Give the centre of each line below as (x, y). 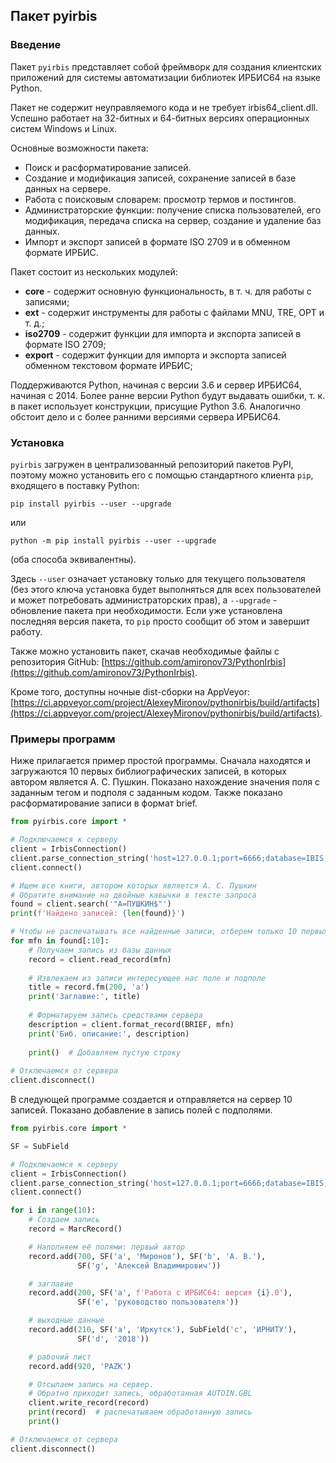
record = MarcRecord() (75, 1229)
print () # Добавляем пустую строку (105, 1052)
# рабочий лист (60, 1357)
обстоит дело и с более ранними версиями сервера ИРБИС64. (146, 416)
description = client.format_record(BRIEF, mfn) (131, 1024)
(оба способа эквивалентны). (73, 559)
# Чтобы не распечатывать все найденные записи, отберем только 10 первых (169, 932)
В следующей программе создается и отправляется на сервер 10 (151, 1100)
